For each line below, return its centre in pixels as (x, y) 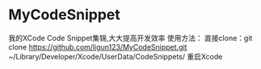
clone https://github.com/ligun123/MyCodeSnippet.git (98, 47)
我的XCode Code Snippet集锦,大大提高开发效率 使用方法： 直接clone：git (130, 38)
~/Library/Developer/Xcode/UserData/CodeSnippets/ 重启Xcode (116, 56)
